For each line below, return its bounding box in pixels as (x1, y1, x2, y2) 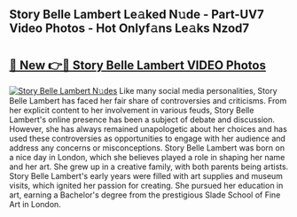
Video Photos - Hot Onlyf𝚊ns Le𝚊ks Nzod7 (9, 21, 250, 36)
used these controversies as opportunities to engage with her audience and (9, 133, 286, 143)
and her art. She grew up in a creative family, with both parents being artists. (9, 161, 289, 172)
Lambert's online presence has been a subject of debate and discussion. (9, 114, 276, 125)
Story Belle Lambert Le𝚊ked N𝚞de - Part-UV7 (9, 7, 264, 22)
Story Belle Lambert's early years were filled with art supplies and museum (9, 171, 284, 181)
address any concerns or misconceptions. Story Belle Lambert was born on (9, 143, 285, 153)
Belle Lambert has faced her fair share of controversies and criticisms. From (9, 96, 287, 105)
